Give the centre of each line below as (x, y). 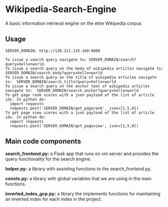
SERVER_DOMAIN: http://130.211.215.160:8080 (53, 51)
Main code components (43, 142)
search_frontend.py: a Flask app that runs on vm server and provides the (82, 153)
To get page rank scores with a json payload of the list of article (80, 95)
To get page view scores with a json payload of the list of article (80, 113)
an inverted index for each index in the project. (54, 199)
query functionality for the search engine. (48, 159)
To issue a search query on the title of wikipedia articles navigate (81, 77)
